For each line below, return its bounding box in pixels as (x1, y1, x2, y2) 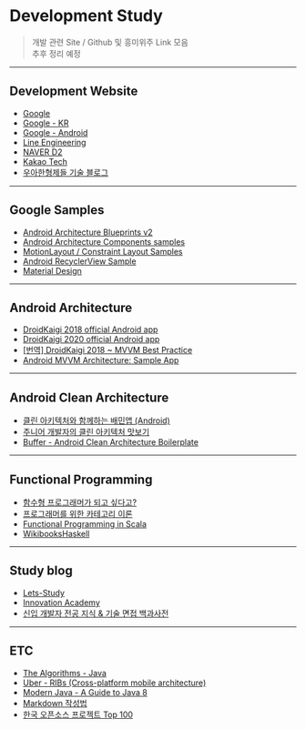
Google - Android (22, 127, 88, 137)
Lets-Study (22, 587, 66, 598)
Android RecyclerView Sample (22, 256, 137, 267)
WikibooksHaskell (22, 529, 90, 539)
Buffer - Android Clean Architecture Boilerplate (22, 437, 199, 448)
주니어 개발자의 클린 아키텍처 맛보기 (22, 427, 150, 438)
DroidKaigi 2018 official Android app (22, 324, 158, 335)
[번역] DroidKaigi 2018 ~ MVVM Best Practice (22, 345, 193, 356)
